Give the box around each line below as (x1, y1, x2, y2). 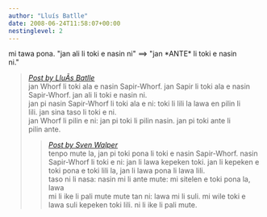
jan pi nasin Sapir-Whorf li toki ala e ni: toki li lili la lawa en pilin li (27, 98, 240, 109)
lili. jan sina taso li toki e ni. (27, 107, 117, 117)
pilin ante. (27, 124, 61, 134)
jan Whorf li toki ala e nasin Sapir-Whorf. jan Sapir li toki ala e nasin (27, 81, 251, 91)
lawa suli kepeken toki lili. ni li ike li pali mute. (48, 200, 198, 210)
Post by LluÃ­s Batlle (27, 73, 95, 83)
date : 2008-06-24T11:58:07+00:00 (8, 19, 121, 27)
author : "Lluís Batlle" (8, 11, 89, 20)
